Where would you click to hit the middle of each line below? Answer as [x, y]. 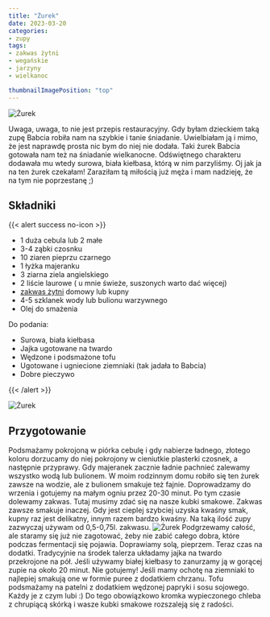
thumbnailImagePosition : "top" [61, 90]
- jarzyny [25, 68]
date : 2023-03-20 [37, 23]
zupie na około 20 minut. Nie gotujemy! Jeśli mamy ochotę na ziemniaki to [132, 570]
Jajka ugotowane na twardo [66, 349]
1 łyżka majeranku [50, 266]
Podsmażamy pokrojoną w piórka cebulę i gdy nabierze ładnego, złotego [129, 450]
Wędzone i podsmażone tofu [68, 357]
